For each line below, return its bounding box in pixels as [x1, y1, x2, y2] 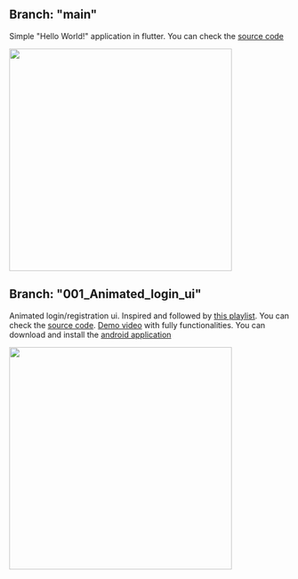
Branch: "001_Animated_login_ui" [9, 286, 202, 302]
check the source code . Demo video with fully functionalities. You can [9, 319, 266, 330]
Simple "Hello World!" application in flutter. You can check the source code [9, 30, 285, 41]
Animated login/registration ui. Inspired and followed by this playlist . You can [9, 310, 290, 321]
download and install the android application [9, 329, 172, 340]
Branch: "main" [9, 7, 98, 22]
